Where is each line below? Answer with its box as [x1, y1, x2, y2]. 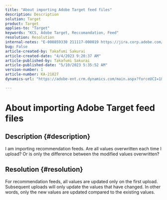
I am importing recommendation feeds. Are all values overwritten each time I [5, 145, 162, 151]
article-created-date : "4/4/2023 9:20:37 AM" [5, 53, 101, 59]
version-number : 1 [5, 67, 43, 72]
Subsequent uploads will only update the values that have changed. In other [5, 184, 161, 190]
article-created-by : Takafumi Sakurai [5, 49, 85, 54]
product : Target [5, 21, 39, 26]
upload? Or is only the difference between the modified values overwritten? [5, 151, 160, 157]
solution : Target [5, 16, 41, 21]
